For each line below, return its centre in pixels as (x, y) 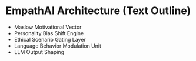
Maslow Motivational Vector (48, 27)
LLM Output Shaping (39, 52)
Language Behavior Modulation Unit (57, 46)
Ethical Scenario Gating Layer (50, 39)
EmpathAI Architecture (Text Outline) (98, 11)
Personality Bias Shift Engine (49, 33)
